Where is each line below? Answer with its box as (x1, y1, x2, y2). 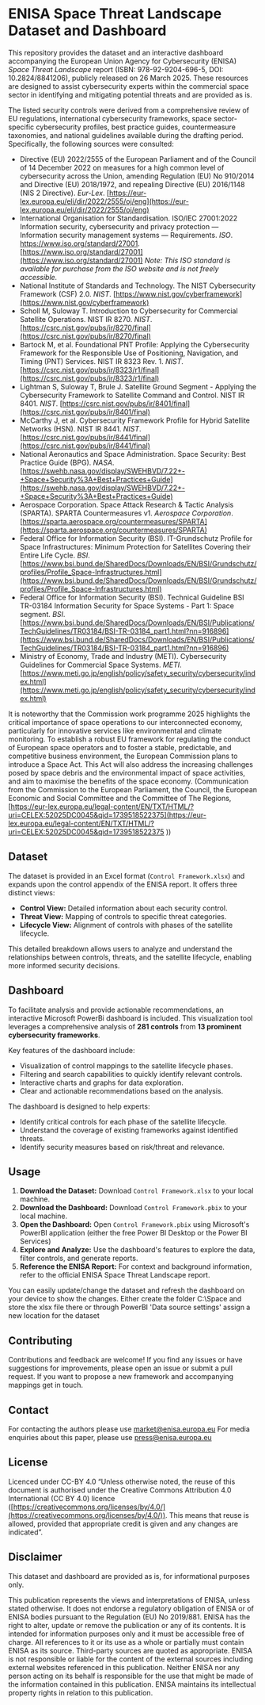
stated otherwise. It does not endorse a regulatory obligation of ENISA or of (8, 1603, 255, 1613)
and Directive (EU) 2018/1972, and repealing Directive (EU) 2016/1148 (19, 179, 245, 189)
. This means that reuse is (165, 1510, 249, 1519)
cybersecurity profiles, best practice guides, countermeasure (36, 122, 236, 132)
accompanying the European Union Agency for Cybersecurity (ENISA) (8, 56, 237, 66)
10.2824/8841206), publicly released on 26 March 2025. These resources (8, 73, 249, 82)
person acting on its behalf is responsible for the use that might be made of (8, 1671, 254, 1680)
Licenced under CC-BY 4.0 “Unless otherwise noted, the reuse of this (8, 1477, 236, 1486)
